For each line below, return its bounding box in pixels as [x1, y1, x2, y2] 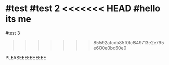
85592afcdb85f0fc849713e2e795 [93, 39, 164, 45]
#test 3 [5, 30, 20, 36]
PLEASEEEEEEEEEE [5, 54, 47, 60]
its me [5, 13, 32, 25]
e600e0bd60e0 [93, 45, 127, 51]
